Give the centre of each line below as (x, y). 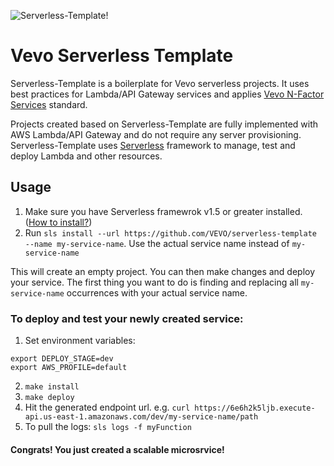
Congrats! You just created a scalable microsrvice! (117, 449)
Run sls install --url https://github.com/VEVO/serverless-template (170, 232)
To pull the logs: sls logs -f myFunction (108, 427)
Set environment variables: (80, 341)
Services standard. (49, 104)
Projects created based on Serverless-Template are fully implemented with (164, 124)
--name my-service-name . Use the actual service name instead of (157, 243)
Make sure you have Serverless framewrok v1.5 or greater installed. (163, 211)
